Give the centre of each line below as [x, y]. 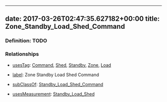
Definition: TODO [26, 41]
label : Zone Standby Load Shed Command [56, 75]
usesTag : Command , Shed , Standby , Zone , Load [62, 65]
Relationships [22, 54]
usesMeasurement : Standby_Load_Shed [53, 94]
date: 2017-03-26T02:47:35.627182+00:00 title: [83, 19]
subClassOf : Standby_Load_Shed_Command [58, 84]
